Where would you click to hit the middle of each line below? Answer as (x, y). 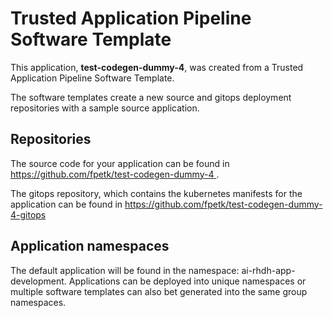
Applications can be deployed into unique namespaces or (187, 281)
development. (38, 281)
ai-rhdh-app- (268, 270)
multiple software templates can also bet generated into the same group (159, 291)
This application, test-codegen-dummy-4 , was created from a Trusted (157, 67)
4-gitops (28, 214)
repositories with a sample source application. (105, 108)
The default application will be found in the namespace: (125, 270)
